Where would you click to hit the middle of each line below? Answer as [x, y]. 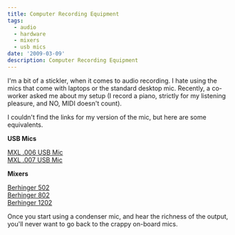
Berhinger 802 [28, 195]
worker [18, 95]
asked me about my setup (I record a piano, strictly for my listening [128, 95]
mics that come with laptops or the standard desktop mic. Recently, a [109, 88]
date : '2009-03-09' [36, 54]
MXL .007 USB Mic [35, 160]
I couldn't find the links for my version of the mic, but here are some [107, 117]
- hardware [30, 34]
